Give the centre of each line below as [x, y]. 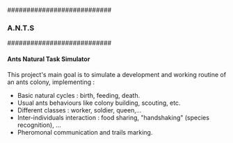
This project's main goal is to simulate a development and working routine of [117, 74]
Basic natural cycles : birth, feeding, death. [79, 95]
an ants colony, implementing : [51, 82]
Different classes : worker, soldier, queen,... [79, 110]
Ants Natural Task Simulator [49, 59]
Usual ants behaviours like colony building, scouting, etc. [99, 103]
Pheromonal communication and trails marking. [85, 132]
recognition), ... [39, 125]
